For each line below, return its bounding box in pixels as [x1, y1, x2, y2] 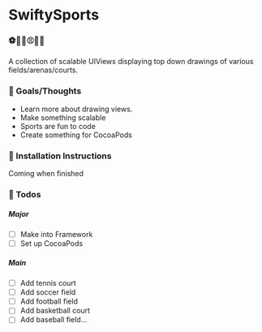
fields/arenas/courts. [8, 65, 79, 75]
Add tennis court [19, 278, 77, 288]
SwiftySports [8, 6, 100, 24]
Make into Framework [19, 229, 93, 239]
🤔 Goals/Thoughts [8, 85, 82, 97]
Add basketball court [19, 306, 91, 316]
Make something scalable [19, 112, 106, 123]
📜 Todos [8, 189, 41, 200]
